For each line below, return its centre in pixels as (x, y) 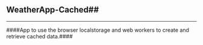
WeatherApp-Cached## (53, 10)
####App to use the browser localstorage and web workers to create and (98, 30)
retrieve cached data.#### (40, 36)
